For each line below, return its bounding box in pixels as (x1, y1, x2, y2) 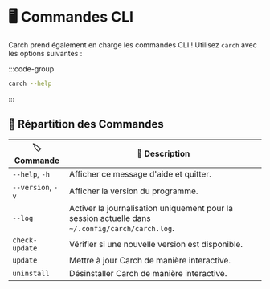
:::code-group (8, 63, 55, 74)
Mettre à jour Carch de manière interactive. (69, 254, 231, 266)
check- (12, 235, 38, 245)
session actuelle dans (69, 212, 151, 223)
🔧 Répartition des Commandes (8, 117, 165, 131)
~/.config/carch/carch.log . (69, 222, 175, 234)
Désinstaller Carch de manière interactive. (69, 267, 227, 279)
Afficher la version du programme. (69, 185, 198, 197)
